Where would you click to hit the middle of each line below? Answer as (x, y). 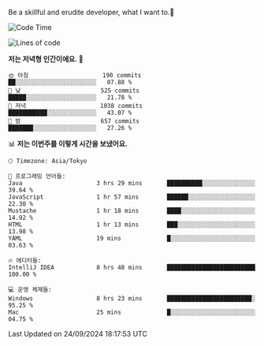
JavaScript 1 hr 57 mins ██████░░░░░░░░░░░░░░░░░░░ (132, 197)
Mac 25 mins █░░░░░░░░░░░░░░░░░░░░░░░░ (132, 312)
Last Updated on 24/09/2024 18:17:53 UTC (78, 334)
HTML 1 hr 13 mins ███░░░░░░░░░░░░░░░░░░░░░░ (132, 225)
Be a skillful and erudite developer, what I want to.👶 (91, 12)
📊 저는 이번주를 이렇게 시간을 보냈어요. (68, 143)
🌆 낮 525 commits (74, 91)
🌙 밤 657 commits (74, 121)
